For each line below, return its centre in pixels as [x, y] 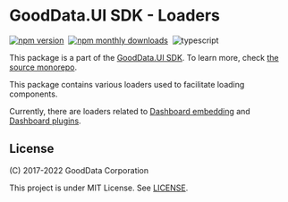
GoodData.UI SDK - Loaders [115, 16]
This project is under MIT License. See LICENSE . [99, 188]
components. [34, 94]
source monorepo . [43, 67]
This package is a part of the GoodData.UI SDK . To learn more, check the [144, 57]
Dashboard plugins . [46, 121]
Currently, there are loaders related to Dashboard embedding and [130, 111]
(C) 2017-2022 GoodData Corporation [79, 170]
